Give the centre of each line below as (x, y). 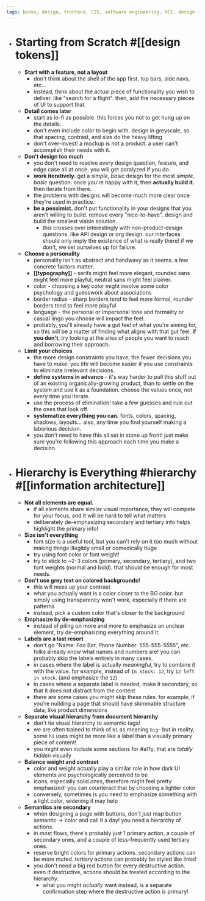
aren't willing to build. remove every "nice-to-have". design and (113, 215)
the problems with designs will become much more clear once (112, 195)
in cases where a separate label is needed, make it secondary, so (116, 684)
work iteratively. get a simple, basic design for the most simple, (114, 176)
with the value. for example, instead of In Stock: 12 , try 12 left (114, 671)
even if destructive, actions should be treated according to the (112, 872)
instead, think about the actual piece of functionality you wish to (114, 92)
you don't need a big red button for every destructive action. (109, 865)
